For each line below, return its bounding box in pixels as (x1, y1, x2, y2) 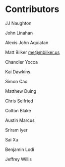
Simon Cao (5, 78, 28, 84)
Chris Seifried (5, 98, 33, 104)
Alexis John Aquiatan (5, 39, 49, 46)
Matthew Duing (5, 88, 36, 94)
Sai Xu (5, 136, 18, 142)
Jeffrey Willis (5, 156, 32, 162)
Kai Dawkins (5, 69, 31, 75)
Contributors (5, 4, 60, 15)
